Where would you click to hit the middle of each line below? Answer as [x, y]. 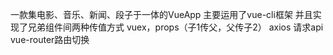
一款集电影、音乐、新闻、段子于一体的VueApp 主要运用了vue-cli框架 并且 [161, 14]
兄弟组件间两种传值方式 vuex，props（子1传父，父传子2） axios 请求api [175, 27]
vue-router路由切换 [50, 39]
